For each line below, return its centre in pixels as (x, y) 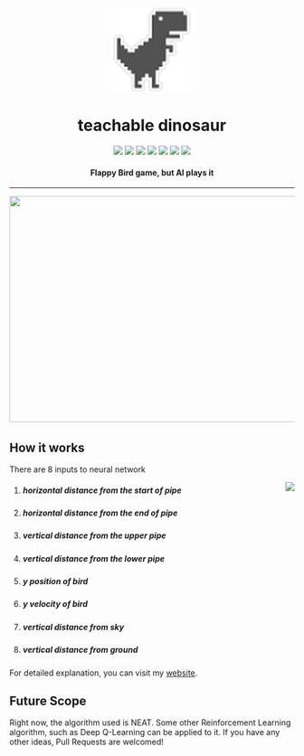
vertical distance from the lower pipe (94, 558)
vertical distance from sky (73, 627)
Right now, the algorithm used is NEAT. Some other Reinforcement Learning (150, 723)
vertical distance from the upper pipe (94, 535)
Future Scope (48, 700)
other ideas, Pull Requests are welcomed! (87, 742)
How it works (47, 447)
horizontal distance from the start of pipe (102, 490)
